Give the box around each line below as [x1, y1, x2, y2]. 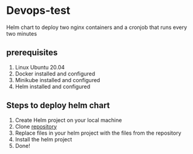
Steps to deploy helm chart [6, 100, 110, 111]
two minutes [6, 30, 38, 37]
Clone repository [15, 123, 57, 130]
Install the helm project [15, 135, 73, 143]
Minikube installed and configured [15, 76, 100, 83]
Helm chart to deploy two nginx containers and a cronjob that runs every [6, 24, 188, 31]
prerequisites [6, 48, 58, 58]
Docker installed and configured [15, 70, 96, 77]
